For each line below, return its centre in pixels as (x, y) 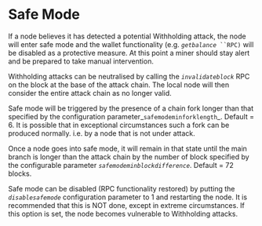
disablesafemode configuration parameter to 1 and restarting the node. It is (128, 197)
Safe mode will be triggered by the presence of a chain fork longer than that (131, 108)
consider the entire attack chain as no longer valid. (90, 93)
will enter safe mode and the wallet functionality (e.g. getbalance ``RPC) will (131, 44)
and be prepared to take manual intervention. (81, 61)
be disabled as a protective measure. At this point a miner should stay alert (129, 53)
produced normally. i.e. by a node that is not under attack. (102, 133)
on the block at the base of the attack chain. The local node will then (119, 85)
